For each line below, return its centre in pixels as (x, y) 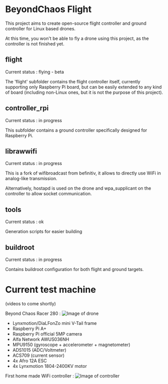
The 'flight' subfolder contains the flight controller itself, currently (73, 81)
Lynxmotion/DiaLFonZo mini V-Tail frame (55, 323)
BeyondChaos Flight (49, 9)
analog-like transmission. (31, 179)
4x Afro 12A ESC (30, 361)
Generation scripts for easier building (44, 232)
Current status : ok (25, 222)
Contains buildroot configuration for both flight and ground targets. (75, 269)
